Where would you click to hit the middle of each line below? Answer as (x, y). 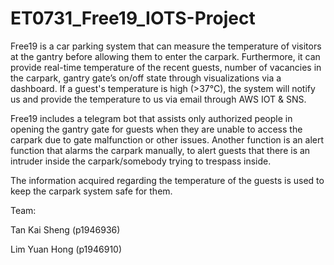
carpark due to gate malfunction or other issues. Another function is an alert (167, 139)
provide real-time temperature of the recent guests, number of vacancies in (166, 67)
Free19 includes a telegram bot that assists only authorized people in (151, 118)
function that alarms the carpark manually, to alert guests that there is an (160, 150)
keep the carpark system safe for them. (91, 191)
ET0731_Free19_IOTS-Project (133, 18)
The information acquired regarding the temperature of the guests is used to (167, 180)
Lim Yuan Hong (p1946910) (66, 249)
